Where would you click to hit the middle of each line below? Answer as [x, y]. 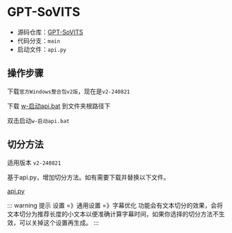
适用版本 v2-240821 [34, 162]
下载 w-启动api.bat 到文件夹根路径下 [59, 106]
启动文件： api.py [42, 49]
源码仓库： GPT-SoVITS [50, 32]
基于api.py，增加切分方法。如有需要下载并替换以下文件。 [89, 177]
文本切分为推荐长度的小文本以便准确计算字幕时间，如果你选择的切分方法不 [113, 214]
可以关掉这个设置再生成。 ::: [59, 223]
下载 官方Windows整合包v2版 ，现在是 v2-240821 [69, 91]
